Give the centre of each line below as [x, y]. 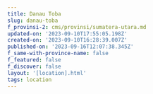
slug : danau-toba [33, 20]
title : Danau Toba [34, 14]
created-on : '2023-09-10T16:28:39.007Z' [68, 40]
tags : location [30, 80]
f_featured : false [34, 60]
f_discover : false [34, 66]
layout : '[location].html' [47, 73]
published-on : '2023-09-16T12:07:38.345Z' [71, 47]
